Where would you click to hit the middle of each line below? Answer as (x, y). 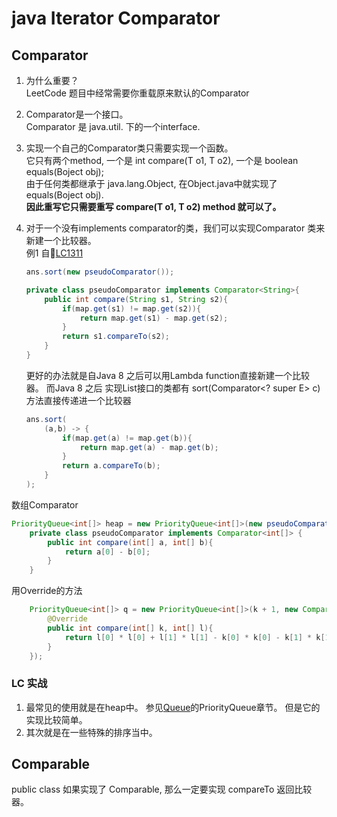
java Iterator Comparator (116, 18)
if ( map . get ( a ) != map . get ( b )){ (127, 438)
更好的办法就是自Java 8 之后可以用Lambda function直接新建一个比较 (167, 375)
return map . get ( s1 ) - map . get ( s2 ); (154, 318)
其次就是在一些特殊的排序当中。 (91, 732)
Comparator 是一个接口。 (77, 114)
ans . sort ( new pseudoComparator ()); (100, 272)
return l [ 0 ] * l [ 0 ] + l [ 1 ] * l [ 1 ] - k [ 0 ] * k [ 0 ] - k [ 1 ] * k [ (195, 637)
